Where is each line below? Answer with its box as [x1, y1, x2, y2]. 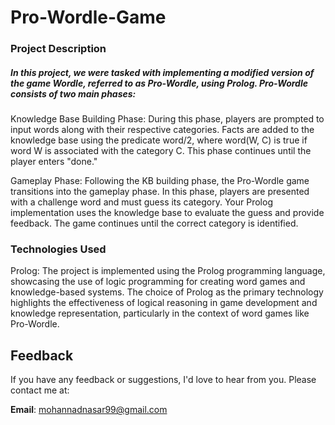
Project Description [10, 42, 107, 56]
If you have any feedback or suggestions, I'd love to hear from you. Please [10, 374, 317, 386]
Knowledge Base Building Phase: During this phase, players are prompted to [10, 113, 325, 125]
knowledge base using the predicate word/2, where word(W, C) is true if [10, 134, 308, 146]
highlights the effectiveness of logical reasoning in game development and [10, 297, 318, 309]
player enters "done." [10, 156, 98, 168]
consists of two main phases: [10, 87, 137, 100]
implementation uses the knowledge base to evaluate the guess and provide [10, 207, 325, 219]
